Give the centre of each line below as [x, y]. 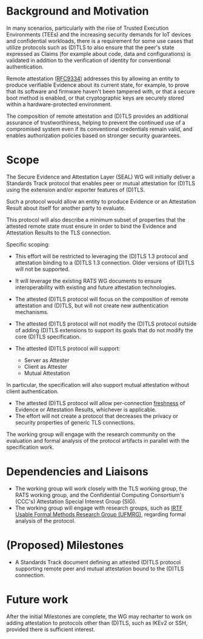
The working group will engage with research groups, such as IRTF [99, 508]
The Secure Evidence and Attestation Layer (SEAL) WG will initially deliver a [101, 177]
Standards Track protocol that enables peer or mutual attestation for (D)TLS [101, 183]
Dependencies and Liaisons [77, 472]
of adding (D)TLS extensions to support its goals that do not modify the [104, 330]
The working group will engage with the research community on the [91, 434]
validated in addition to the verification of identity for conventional [88, 60]
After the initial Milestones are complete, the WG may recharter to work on [99, 616]
